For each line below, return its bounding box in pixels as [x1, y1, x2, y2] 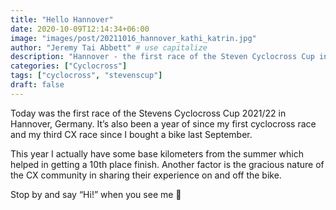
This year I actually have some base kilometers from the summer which [10, 147, 304, 160]
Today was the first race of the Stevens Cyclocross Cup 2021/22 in [10, 107, 287, 119]
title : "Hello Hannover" [10, 14, 114, 25]
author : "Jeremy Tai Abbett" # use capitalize [10, 42, 208, 53]
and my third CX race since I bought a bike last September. [10, 128, 253, 140]
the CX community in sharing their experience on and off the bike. [10, 169, 282, 181]
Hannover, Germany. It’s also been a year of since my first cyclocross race [10, 117, 317, 130]
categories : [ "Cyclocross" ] [10, 61, 128, 71]
